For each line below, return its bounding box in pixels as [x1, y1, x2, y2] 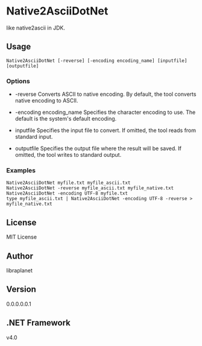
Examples [6, 166, 36, 174]
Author [6, 251, 33, 261]
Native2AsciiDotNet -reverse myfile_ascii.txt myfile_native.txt [6, 185, 174, 191]
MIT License [6, 233, 37, 241]
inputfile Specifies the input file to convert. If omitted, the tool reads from [14, 127, 197, 134]
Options [6, 77, 30, 85]
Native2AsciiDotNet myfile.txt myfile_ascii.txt [6, 180, 131, 186]
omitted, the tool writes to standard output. [14, 151, 122, 159]
